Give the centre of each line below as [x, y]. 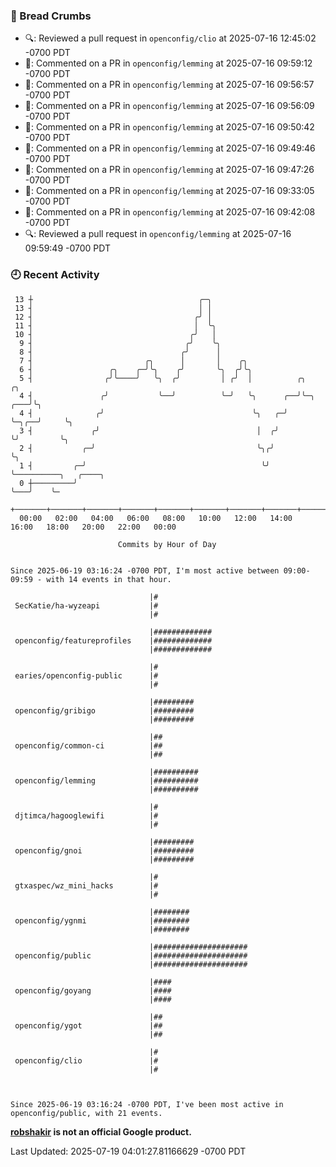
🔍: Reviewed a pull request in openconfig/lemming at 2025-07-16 [158, 234]
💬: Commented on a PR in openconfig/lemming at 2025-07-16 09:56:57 [169, 85]
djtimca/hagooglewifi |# [86, 815]
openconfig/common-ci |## [88, 745]
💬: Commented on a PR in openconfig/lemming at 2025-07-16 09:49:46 [170, 148]
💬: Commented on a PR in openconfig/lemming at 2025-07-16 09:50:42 [169, 127]
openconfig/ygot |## [88, 1025]
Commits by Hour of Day [167, 544]
